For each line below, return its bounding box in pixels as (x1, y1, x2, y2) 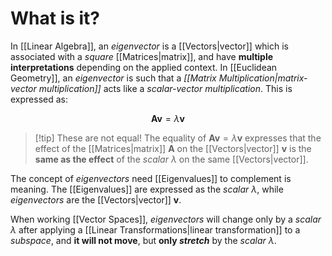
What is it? (10, 7, 101, 30)
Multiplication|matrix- (218, 72, 308, 84)
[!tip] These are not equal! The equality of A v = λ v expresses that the (34, 132, 322, 144)
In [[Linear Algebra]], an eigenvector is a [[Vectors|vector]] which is (10, 40, 290, 52)
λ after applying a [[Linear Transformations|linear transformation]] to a (10, 223, 301, 236)
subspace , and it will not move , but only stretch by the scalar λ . (10, 234, 277, 246)
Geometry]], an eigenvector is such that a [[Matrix (10, 72, 217, 84)
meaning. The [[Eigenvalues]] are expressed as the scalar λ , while (10, 183, 284, 195)
